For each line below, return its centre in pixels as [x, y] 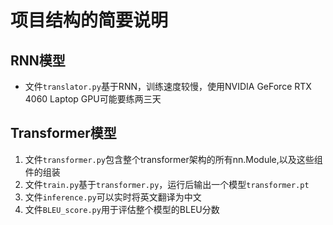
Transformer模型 [63, 133]
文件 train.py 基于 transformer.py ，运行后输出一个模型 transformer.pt [167, 184]
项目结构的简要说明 [89, 20]
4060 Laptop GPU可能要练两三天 [93, 99]
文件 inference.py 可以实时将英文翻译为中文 [113, 197]
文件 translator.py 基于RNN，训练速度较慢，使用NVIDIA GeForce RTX [168, 86]
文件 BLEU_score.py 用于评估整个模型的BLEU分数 [122, 209]
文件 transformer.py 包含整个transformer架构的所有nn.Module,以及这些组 [173, 159]
